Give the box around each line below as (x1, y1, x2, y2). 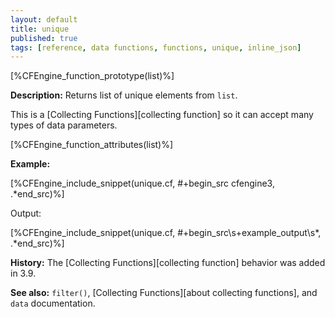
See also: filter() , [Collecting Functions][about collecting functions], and (10, 287, 318, 299)
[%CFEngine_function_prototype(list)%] (10, 70, 175, 82)
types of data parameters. (10, 119, 118, 131)
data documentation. (10, 297, 96, 310)
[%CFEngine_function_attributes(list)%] (10, 139, 174, 151)
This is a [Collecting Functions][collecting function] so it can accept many (10, 109, 314, 121)
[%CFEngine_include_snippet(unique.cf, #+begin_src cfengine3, (10, 177, 275, 190)
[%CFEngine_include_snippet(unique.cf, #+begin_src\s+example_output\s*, (10, 227, 322, 239)
